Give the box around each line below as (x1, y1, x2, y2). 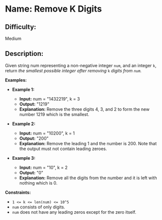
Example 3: (12, 155, 36, 161)
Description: (5, 50, 44, 58)
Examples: (5, 77, 27, 83)
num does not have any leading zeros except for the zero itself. (12, 209, 136, 215)
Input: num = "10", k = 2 (19, 164, 68, 170)
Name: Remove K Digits (5, 3, 102, 15)
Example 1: (12, 86, 35, 92)
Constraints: (5, 189, 31, 195)
